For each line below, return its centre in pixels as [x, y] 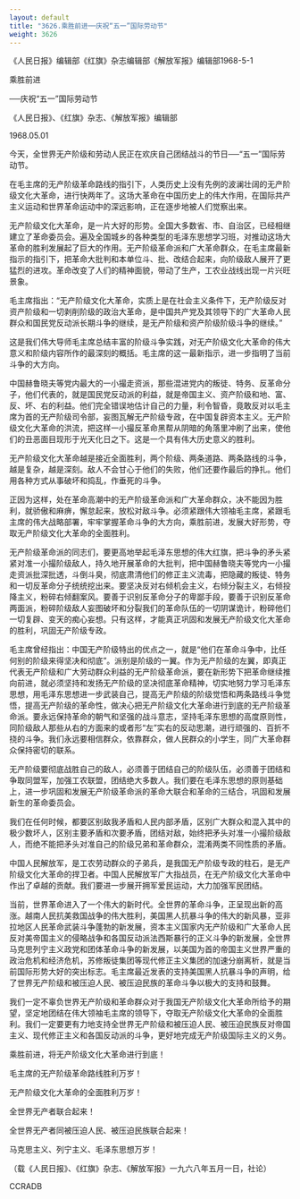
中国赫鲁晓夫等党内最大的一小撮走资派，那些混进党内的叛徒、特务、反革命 [146, 383]
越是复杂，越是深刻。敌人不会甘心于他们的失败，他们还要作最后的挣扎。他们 [150, 470]
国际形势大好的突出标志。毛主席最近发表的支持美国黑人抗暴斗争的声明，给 [154, 972]
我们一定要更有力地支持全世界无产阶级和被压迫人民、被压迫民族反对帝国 [158, 1025]
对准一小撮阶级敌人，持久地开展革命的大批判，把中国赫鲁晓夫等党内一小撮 [154, 564]
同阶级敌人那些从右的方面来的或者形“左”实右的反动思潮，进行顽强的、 [138, 728]
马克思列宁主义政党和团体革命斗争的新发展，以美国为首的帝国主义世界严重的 [150, 949]
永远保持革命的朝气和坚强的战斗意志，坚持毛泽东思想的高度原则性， [165, 717]
